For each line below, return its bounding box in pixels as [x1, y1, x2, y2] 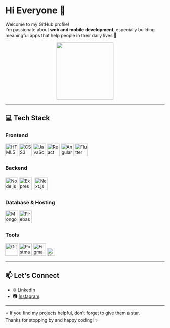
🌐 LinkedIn [12, 287, 35, 293]
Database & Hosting [5, 199, 55, 206]
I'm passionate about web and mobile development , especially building [5, 26, 155, 32]
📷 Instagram [12, 293, 39, 299]
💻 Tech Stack [5, 114, 50, 122]
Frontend [5, 132, 28, 139]
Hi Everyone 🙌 [5, 5, 66, 16]
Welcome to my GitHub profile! [5, 21, 69, 27]
